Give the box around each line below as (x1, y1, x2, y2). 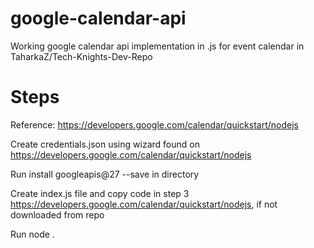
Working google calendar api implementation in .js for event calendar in (10, 40, 305, 52)
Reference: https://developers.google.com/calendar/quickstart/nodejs (10, 118, 299, 131)
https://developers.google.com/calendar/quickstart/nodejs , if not (10, 198, 278, 210)
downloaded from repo (10, 208, 105, 221)
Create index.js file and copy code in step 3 (10, 187, 190, 199)
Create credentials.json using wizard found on (10, 138, 200, 150)
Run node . (10, 228, 55, 240)
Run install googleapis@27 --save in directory (10, 168, 200, 180)
